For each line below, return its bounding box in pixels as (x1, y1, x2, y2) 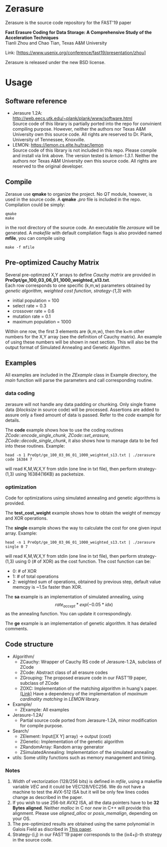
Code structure (5, 640, 53, 649)
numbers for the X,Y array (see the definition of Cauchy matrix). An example (5, 333, 162, 339)
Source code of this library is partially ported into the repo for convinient (12, 121, 161, 127)
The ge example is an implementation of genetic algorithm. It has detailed (5, 620, 157, 626)
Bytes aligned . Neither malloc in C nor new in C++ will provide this (12, 804, 150, 811)
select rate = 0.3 (12, 302, 46, 308)
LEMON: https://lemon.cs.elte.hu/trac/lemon (12, 142, 104, 148)
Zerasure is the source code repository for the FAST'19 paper (5, 20, 131, 26)
